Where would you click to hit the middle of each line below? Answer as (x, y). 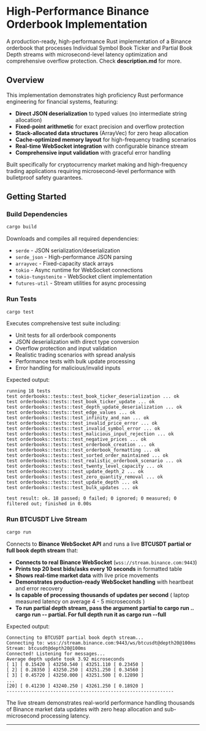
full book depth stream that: (42, 550)
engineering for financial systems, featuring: (62, 101)
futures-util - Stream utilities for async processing (81, 283)
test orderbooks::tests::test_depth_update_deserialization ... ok (94, 407)
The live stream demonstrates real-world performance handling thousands (101, 702)
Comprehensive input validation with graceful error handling (93, 152)
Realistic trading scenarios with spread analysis (75, 355)
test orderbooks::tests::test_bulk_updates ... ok (72, 488)
